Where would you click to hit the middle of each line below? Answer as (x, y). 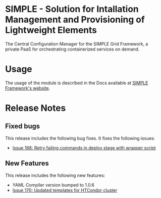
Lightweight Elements (51, 30)
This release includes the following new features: (55, 175)
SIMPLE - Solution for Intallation (72, 9)
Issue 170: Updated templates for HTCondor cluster (65, 190)
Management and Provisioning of (75, 20)
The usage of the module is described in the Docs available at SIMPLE (77, 83)
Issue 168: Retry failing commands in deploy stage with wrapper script (84, 148)
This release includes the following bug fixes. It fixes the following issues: (80, 138)
